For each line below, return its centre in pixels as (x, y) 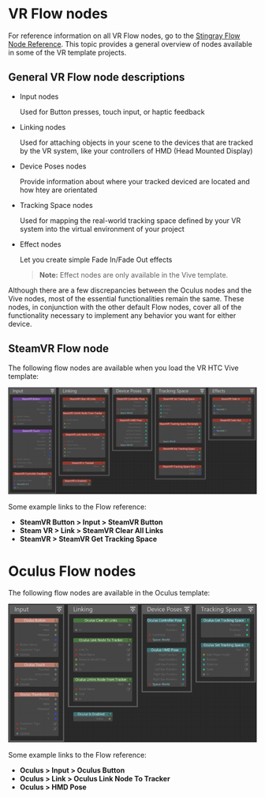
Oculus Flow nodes (72, 571)
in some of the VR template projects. (67, 52)
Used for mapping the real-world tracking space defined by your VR (130, 220)
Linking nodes (43, 127)
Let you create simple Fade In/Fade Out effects (96, 259)
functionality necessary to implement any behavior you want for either (122, 315)
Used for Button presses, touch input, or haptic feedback (112, 112)
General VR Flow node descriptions (97, 77)
